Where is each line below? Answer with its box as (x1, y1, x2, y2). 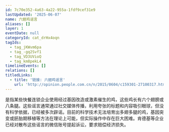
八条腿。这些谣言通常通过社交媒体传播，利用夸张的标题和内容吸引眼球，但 (5, 102, 159, 108)
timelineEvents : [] (5, 63, 46, 68)
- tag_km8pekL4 (10, 59, 42, 64)
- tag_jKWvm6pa (10, 45, 42, 50)
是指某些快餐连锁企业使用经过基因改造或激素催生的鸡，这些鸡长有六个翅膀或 (5, 96, 164, 102)
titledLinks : (5, 73, 33, 78)
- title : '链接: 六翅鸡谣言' (10, 77, 65, 82)
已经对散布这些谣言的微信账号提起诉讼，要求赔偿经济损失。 (5, 121, 129, 127)
